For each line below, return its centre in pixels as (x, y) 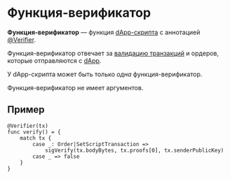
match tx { (36, 138)
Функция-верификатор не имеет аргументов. (75, 87)
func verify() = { (34, 132)
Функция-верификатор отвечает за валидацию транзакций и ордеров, (113, 53)
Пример (26, 110)
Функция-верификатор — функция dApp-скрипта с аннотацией (104, 32)
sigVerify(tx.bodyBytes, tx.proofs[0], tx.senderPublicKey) (134, 150)
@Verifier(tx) (28, 126)
